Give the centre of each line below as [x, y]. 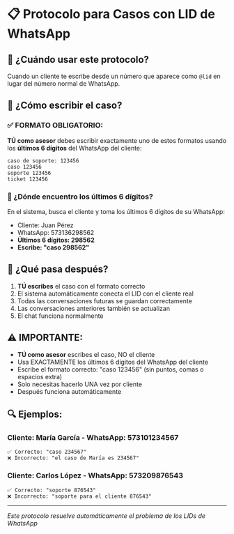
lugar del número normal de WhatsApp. [64, 84]
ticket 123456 [28, 179]
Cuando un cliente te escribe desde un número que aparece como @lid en [114, 76]
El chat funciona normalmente [60, 316]
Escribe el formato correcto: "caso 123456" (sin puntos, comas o [110, 369]
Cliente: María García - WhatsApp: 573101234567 [93, 437]
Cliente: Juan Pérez [45, 225]
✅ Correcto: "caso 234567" [47, 452]
